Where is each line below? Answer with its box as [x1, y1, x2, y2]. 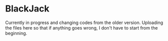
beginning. [5, 30, 28, 36]
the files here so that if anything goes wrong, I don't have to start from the [5, 24, 158, 30]
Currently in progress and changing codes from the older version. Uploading [5, 19, 163, 25]
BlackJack [5, 3, 50, 14]
